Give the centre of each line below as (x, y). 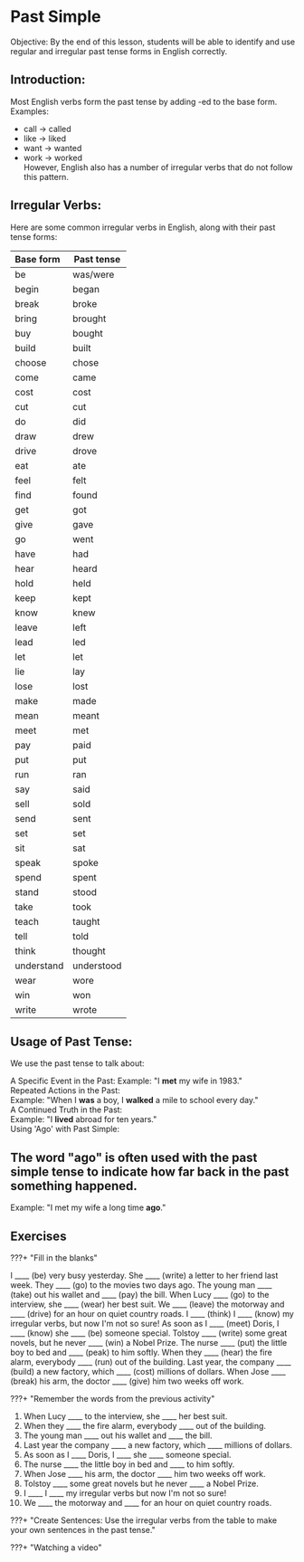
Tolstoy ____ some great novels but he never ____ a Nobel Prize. (141, 1483)
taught (86, 921)
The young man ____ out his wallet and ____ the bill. (118, 1435)
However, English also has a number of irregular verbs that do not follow (158, 167)
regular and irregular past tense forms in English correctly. (119, 51)
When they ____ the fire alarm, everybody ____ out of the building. (144, 1426)
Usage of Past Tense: (71, 1041)
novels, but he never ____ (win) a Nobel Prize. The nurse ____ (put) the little (149, 1343)
